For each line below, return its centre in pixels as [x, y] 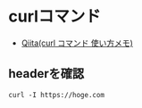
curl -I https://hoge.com [56, 95]
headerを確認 [46, 74]
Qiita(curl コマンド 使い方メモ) [77, 43]
